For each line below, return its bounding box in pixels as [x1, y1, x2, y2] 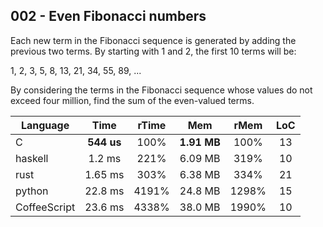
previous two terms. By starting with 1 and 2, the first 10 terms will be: [10, 45, 297, 57]
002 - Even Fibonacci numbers [10, 8, 207, 25]
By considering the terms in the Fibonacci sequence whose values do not [10, 84, 313, 96]
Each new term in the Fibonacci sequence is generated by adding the [10, 34, 297, 46]
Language [20, 118, 70, 132]
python [15, 184, 49, 198]
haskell [15, 151, 49, 165]
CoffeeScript [15, 200, 76, 214]
